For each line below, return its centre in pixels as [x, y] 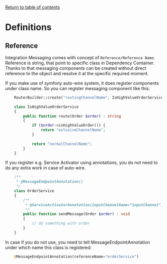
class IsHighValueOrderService [46, 107]
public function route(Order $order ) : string [72, 116]
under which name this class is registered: [48, 247]
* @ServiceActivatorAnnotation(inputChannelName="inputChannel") [94, 205]
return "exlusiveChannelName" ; [73, 130]
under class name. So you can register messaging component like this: [78, 88]
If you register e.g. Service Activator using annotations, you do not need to [82, 163]
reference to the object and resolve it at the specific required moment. [77, 73]
